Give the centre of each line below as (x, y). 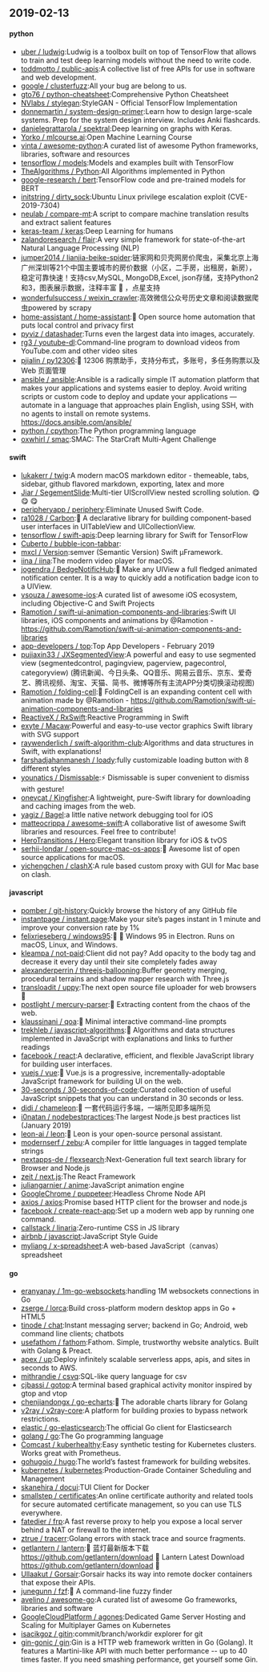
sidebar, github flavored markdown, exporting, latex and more (122, 483)
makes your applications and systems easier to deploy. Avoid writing (134, 388)
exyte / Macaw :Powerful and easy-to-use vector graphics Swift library (137, 725)
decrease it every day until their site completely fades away (119, 962)
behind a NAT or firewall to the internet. (86, 1530)
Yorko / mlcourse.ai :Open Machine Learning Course (106, 137)
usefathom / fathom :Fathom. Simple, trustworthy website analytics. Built (140, 1342)
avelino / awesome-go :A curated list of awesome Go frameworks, (129, 1600)
